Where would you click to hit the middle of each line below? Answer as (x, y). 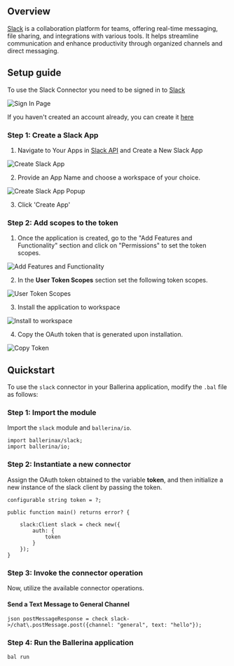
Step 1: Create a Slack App (53, 135)
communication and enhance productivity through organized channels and (115, 43)
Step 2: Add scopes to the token (63, 222)
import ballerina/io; (39, 447)
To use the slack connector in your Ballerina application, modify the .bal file (117, 387)
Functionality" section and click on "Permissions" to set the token (112, 245)
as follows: (23, 395)
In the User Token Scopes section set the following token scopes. (112, 280)
